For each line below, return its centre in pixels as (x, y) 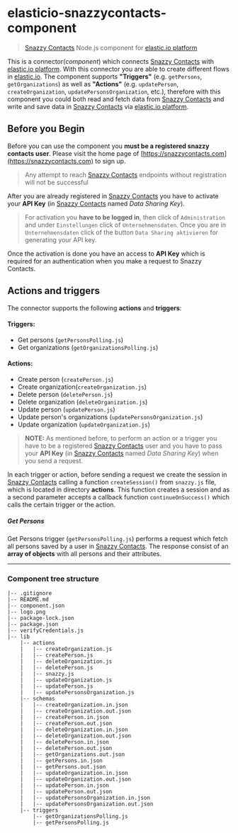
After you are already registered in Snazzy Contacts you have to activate (113, 195)
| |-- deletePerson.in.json (65, 742)
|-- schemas (38, 699)
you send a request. (54, 460)
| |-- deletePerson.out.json (66, 749)
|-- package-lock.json (41, 618)
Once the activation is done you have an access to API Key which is (106, 254)
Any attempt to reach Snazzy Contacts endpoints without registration (125, 174)
